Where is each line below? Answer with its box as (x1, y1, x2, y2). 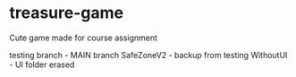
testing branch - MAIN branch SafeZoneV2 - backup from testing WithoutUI (9, 49, 288, 60)
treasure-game (9, 3, 123, 23)
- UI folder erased (9, 59, 75, 70)
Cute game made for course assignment (9, 32, 158, 43)
